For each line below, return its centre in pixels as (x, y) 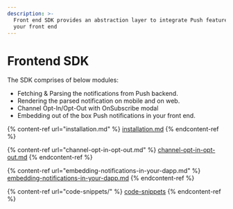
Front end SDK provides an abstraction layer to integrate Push (108, 20)
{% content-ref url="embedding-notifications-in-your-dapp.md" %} (104, 171)
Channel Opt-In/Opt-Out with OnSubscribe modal (88, 108)
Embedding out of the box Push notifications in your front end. (106, 116)
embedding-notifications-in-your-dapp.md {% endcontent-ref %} (101, 178)
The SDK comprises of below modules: (63, 80)
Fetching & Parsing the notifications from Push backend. (97, 94)
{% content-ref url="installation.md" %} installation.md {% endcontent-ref (113, 129)
